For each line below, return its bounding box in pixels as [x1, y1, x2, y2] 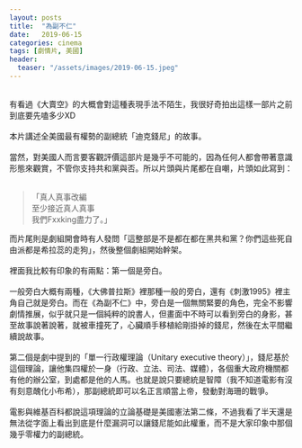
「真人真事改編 [31, 191, 87, 202]
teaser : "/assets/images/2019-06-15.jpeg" [17, 64, 179, 73]
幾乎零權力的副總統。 [9, 428, 88, 439]
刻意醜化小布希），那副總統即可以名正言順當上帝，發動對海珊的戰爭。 [16, 385, 273, 396]
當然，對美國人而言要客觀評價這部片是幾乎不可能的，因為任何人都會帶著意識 [9, 151, 293, 162]
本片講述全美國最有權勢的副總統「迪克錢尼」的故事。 [9, 130, 207, 141]
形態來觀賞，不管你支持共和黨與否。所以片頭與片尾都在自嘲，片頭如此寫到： [9, 163, 293, 174]
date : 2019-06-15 [9, 30, 83, 39]
